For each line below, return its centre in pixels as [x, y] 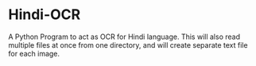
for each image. [34, 53]
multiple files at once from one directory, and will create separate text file [128, 45]
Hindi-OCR [45, 15]
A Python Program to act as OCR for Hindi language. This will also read [124, 37]
